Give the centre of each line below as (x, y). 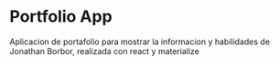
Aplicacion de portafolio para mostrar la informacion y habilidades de (140, 42)
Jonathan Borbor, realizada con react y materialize (104, 51)
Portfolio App (61, 17)
